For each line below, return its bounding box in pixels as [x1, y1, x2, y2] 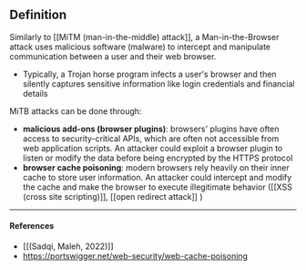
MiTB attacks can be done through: [9, 105, 142, 117]
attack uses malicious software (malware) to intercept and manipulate [9, 41, 271, 52]
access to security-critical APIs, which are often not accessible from [22, 132, 280, 144]
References [9, 221, 55, 232]
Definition [9, 7, 66, 23]
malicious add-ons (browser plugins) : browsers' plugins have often [22, 123, 280, 134]
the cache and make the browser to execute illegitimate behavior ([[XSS [22, 182, 293, 192]
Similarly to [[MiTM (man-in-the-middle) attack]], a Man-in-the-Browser [9, 31, 280, 42]
